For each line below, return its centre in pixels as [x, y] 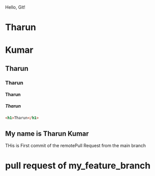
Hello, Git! [15, 7]
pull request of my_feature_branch [78, 166]
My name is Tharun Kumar [47, 133]
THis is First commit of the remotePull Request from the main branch [76, 145]
